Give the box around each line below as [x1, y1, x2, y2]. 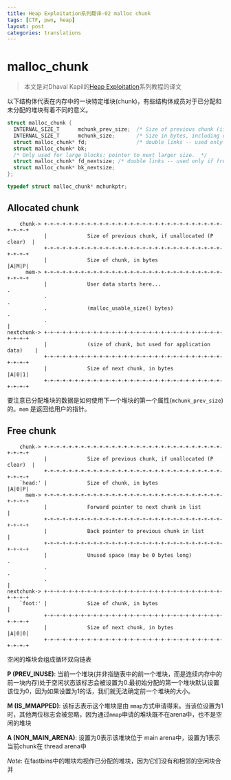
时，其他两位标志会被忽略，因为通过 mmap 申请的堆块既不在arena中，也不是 [7, 710, 217, 718]
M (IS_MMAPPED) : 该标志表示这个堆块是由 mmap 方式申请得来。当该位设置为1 [7, 702, 223, 710]
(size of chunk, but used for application [87, 341, 211, 348]
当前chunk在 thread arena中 [7, 741, 87, 750]
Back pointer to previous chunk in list [87, 527, 205, 534]
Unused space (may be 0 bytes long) [87, 551, 192, 558]
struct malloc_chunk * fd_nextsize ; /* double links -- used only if [13, 158, 214, 165]
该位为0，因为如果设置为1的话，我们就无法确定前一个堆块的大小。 [7, 686, 195, 695]
